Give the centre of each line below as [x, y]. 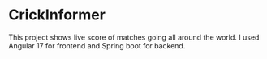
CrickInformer [57, 15]
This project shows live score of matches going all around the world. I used [134, 37]
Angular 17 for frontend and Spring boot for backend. [97, 45]
